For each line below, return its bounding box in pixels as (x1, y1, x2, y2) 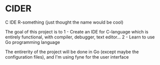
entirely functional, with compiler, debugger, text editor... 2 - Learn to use (5, 34, 155, 40)
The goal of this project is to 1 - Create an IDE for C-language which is (5, 29, 149, 34)
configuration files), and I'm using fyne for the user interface (5, 54, 129, 60)
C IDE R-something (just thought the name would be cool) (5, 19, 124, 25)
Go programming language (5, 39, 61, 45)
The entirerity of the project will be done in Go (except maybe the (5, 49, 139, 55)
